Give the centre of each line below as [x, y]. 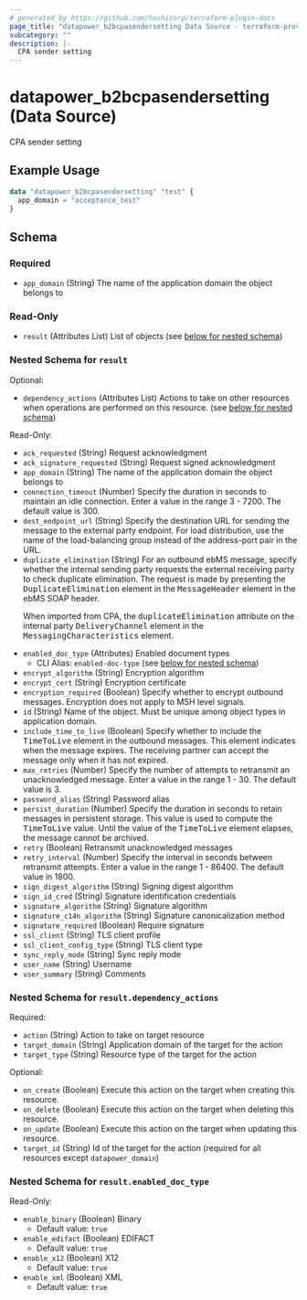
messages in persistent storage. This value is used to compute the [148, 818]
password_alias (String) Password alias [96, 799]
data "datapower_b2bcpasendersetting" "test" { [102, 192]
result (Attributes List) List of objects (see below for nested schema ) [153, 336]
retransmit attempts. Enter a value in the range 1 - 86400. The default [153, 867]
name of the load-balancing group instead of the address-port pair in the [160, 539]
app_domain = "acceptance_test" [79, 200]
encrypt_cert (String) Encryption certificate [104, 682]
